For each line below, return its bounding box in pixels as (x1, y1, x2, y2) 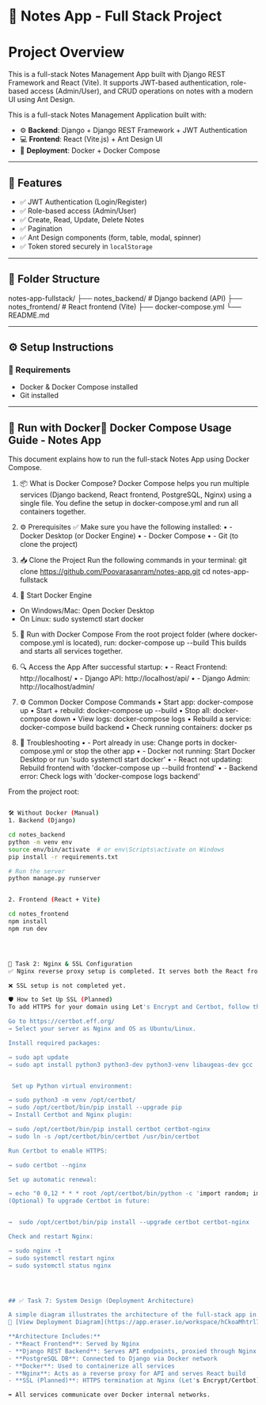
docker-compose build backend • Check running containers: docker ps (19, 723, 253, 732)
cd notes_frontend (8, 910, 69, 918)
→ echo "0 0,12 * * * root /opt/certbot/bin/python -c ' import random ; (8, 1190, 249, 1198)
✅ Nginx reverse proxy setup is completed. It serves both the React (8, 967, 244, 975)
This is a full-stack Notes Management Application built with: (8, 110, 207, 120)
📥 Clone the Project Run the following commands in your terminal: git (19, 556, 247, 565)
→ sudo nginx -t (8, 1247, 62, 1255)
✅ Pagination (19, 223, 63, 233)
